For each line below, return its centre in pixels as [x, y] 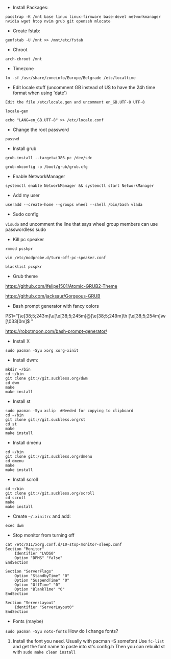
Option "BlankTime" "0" [40, 589]
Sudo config [26, 214]
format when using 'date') [40, 93]
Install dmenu [27, 443]
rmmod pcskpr [19, 249]
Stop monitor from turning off [44, 535]
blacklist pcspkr [24, 267]
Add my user [26, 195]
